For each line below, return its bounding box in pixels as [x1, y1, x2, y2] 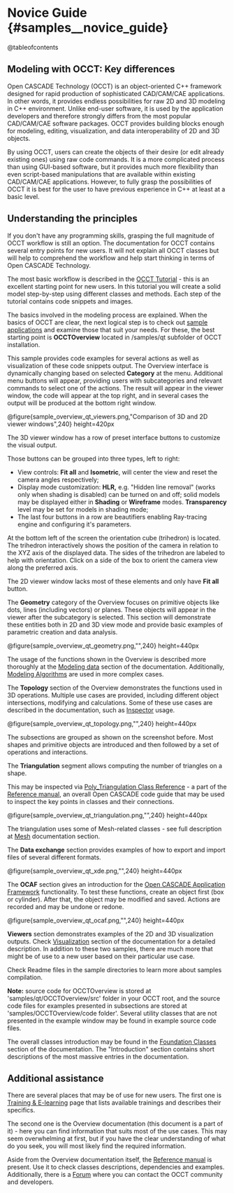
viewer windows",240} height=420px [7, 419, 115, 428]
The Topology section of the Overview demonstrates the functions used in [7, 683, 222, 692]
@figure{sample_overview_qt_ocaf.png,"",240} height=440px [7, 916, 184, 925]
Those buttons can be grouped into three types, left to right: [7, 454, 180, 463]
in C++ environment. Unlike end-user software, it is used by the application [7, 104, 224, 113]
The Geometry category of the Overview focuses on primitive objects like [7, 598, 220, 606]
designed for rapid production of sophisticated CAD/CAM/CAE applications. [7, 89, 225, 97]
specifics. [7, 1106, 36, 1114]
